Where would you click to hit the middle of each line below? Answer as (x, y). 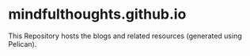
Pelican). (23, 44)
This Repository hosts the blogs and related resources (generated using (125, 36)
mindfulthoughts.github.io (97, 14)
